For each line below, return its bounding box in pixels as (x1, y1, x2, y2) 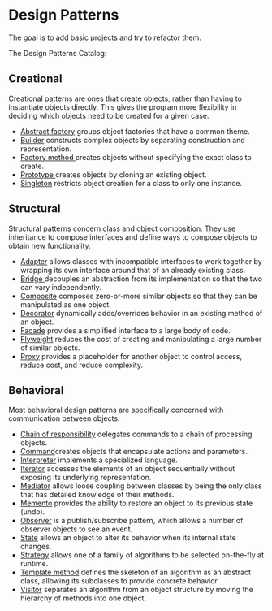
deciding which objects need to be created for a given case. (8, 110, 209, 120)
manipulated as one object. (19, 299, 111, 310)
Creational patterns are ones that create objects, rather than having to (8, 93, 242, 103)
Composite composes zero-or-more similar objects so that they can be (19, 291, 258, 301)
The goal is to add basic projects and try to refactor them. (8, 32, 201, 42)
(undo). (19, 507, 45, 517)
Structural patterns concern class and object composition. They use (8, 223, 236, 233)
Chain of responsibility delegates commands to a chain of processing (19, 429, 253, 440)
